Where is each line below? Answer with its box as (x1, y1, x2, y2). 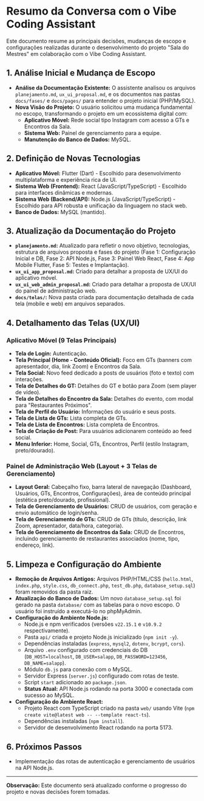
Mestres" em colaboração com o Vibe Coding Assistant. (6, 50, 147, 57)
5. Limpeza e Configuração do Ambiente (6, 559, 162, 569)
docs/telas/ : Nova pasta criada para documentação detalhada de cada (15, 294, 194, 301)
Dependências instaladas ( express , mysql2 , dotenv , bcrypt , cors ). (24, 640, 185, 647)
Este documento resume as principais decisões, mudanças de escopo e (6, 37, 186, 44)
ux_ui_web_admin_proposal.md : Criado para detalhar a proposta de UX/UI (15, 281, 196, 288)
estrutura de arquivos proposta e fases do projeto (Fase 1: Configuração (15, 248, 196, 256)
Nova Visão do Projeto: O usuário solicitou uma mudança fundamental (15, 103, 192, 111)
